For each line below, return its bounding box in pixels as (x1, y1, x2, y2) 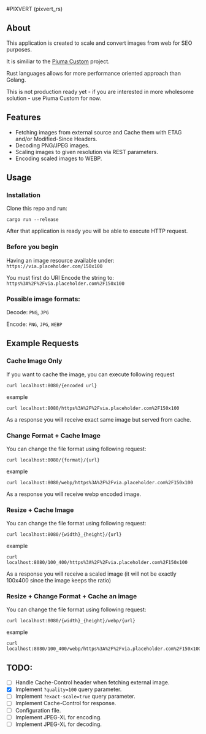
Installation (6, 190, 41, 199)
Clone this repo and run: (6, 205, 67, 212)
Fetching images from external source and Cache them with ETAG (15, 128, 182, 136)
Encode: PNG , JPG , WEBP (6, 320, 63, 328)
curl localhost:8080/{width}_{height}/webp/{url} (6, 618, 136, 624)
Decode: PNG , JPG (6, 308, 49, 315)
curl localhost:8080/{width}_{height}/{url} (6, 531, 122, 538)
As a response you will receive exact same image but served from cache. (6, 415, 191, 423)
